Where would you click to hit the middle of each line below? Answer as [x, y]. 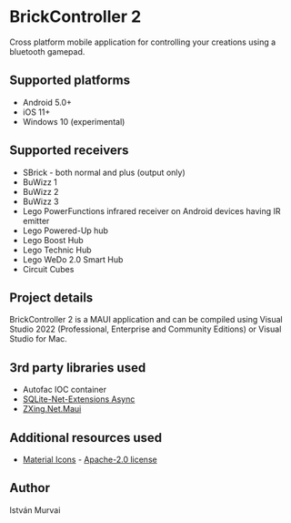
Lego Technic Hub [57, 250]
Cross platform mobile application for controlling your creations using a [143, 42]
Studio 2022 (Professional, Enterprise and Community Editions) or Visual [145, 329]
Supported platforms [70, 81]
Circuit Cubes [48, 269]
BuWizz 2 [40, 191]
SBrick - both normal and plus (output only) [104, 172]
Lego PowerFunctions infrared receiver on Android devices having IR [151, 210]
